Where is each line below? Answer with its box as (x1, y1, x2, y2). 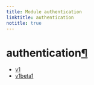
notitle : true (6, 20, 42, 26)
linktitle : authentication (6, 14, 74, 20)
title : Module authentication (6, 8, 83, 15)
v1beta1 (14, 72, 34, 80)
